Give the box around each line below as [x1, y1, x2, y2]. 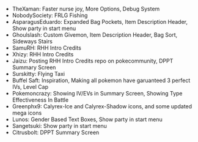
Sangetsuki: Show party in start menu [12, 122, 107, 129]
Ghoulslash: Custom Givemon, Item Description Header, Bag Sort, [12, 31, 178, 39]
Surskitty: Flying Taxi [12, 70, 65, 77]
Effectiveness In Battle [12, 96, 69, 103]
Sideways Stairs [12, 38, 53, 45]
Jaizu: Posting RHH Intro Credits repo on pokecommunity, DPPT [12, 58, 174, 64]
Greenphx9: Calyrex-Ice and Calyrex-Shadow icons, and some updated [12, 103, 193, 110]
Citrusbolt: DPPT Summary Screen [12, 129, 100, 136]
